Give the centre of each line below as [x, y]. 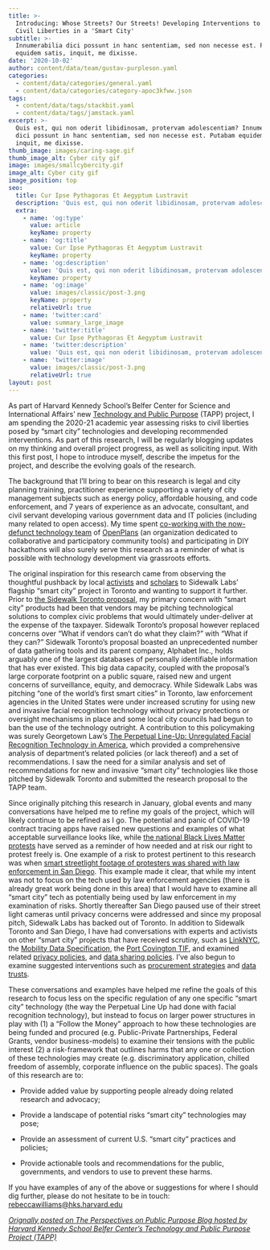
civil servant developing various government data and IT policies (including [133, 515]
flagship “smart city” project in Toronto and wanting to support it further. [128, 590]
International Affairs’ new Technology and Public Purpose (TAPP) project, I [131, 414]
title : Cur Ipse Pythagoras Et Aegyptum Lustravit [102, 195]
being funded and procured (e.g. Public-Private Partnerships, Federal [123, 1032]
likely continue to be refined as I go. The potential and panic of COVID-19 [129, 820]
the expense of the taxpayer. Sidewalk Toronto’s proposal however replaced [134, 625]
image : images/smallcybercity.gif [66, 166]
